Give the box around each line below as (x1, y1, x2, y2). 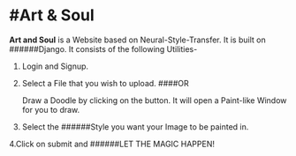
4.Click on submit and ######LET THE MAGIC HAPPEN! (9, 138, 215, 149)
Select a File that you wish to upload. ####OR (21, 78, 189, 88)
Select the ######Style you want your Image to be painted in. (21, 121, 249, 132)
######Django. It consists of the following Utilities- (9, 43, 198, 54)
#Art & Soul (9, 5, 95, 26)
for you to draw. (21, 104, 80, 115)
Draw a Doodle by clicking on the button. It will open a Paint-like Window (21, 94, 287, 106)
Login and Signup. (21, 61, 89, 71)
